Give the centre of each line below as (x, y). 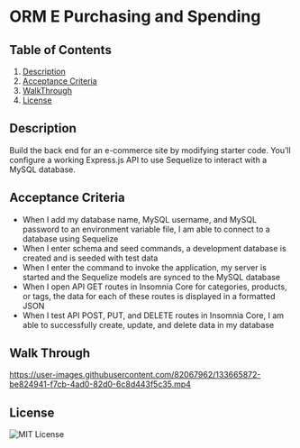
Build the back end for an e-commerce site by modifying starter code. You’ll (150, 150)
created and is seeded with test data (90, 258)
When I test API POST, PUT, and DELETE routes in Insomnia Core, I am (153, 315)
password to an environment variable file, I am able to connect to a (146, 229)
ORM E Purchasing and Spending (135, 17)
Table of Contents (61, 50)
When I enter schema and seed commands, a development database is (154, 248)
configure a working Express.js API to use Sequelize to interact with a (138, 160)
